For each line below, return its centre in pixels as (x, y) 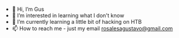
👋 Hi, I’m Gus (28, 9)
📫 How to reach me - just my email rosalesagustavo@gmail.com (92, 28)
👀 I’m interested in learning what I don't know (68, 15)
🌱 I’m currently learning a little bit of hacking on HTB (77, 22)
